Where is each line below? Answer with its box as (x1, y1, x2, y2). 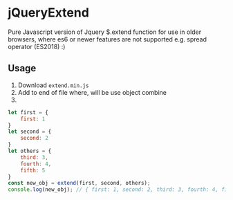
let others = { (8, 147, 52, 154)
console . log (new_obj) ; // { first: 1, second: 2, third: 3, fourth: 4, (8, 186, 218, 193)
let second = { (8, 128, 52, 136)
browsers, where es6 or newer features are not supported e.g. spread (8, 35, 207, 43)
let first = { (8, 109, 49, 116)
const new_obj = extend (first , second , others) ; (8, 180, 151, 187)
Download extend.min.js (17, 81, 89, 89)
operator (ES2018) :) (8, 42, 66, 51)
